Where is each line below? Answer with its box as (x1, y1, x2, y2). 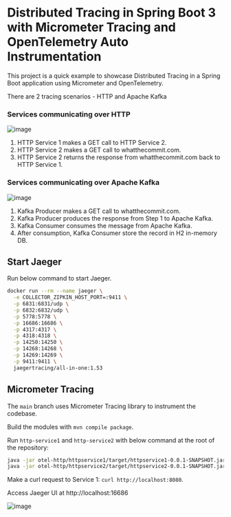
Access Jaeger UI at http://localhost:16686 (7, 489, 129, 497)
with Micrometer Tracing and (7, 19, 177, 35)
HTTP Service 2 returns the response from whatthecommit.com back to (16, 153, 221, 161)
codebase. (7, 409, 38, 418)
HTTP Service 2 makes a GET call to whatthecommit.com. (16, 146, 181, 154)
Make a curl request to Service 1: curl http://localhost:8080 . (7, 476, 184, 484)
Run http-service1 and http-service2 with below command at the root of (7, 436, 215, 444)
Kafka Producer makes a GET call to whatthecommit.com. (16, 207, 181, 215)
